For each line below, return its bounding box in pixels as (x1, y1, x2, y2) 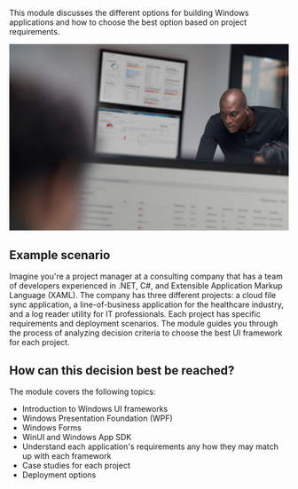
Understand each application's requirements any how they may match (21, 441, 279, 452)
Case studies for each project (21, 461, 130, 471)
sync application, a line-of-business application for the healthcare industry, (9, 299, 284, 310)
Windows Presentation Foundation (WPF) (21, 413, 173, 424)
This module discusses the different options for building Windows (9, 8, 250, 18)
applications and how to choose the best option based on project (9, 17, 247, 28)
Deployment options (21, 469, 97, 480)
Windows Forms (21, 422, 82, 433)
